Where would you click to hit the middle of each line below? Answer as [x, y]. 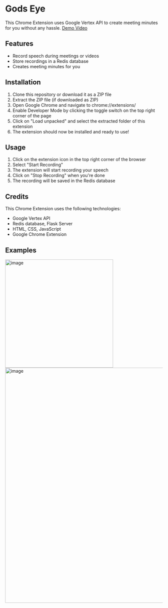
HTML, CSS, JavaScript [37, 229]
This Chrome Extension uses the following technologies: [63, 209]
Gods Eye [25, 9]
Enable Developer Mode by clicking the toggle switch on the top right [83, 110]
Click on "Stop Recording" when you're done [58, 176]
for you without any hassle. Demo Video [46, 28]
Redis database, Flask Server [42, 224]
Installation [23, 83]
